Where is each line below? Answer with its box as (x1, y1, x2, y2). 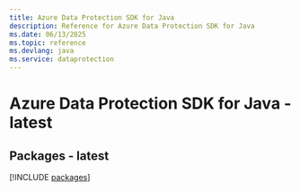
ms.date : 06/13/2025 (9, 30, 87, 39)
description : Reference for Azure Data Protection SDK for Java (9, 22, 255, 30)
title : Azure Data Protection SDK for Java (9, 13, 175, 22)
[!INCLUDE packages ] (9, 172, 91, 182)
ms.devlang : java (9, 47, 75, 56)
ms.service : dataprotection (9, 55, 115, 64)
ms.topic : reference (9, 38, 87, 48)
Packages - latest (9, 148, 110, 163)
